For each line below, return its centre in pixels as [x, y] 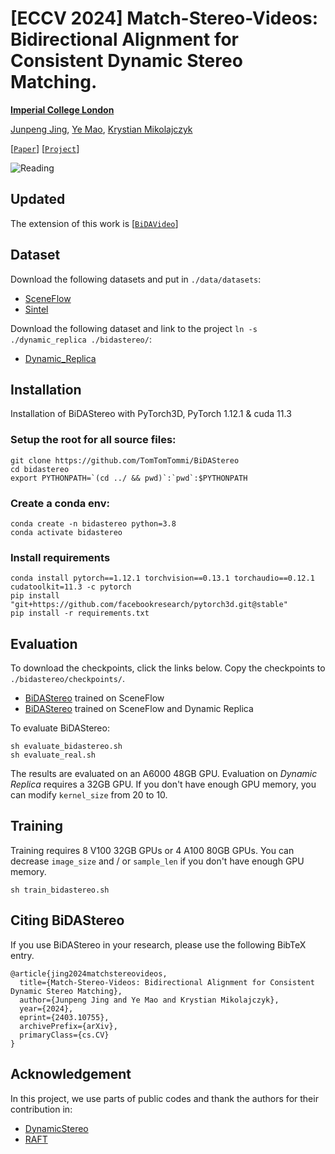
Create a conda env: [60, 503]
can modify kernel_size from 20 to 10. [89, 795]
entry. [22, 955]
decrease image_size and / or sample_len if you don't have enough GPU [157, 861]
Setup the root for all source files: [93, 440]
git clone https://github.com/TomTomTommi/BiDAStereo [125, 460]
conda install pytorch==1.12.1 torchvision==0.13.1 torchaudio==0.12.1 [162, 578]
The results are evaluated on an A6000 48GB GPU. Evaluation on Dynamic [164, 774]
